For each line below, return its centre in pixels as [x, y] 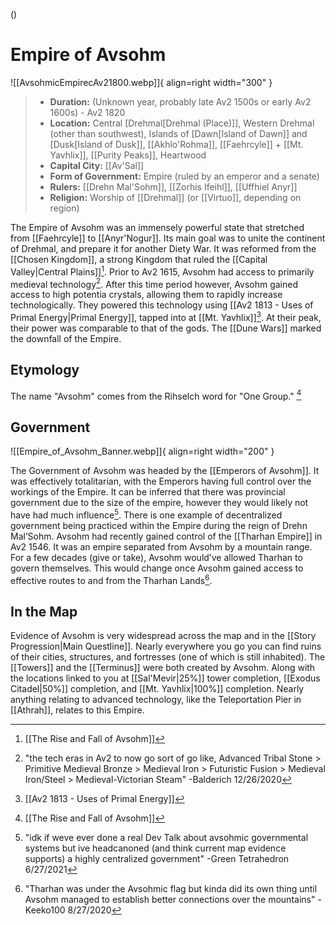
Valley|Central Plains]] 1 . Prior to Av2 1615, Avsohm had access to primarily [162, 271]
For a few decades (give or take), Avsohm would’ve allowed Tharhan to [156, 557]
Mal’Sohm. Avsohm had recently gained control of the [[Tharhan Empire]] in [166, 536]
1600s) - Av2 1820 [87, 112]
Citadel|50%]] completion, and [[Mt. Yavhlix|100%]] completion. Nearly [157, 689]
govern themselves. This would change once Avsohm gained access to [157, 568]
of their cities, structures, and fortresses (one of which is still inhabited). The [168, 657]
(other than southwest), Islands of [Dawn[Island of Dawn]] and [178, 133]
